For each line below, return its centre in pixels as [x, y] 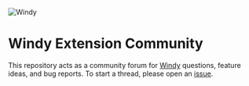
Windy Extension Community [106, 44]
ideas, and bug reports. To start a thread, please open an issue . [111, 73]
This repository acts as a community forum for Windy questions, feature [124, 65]
